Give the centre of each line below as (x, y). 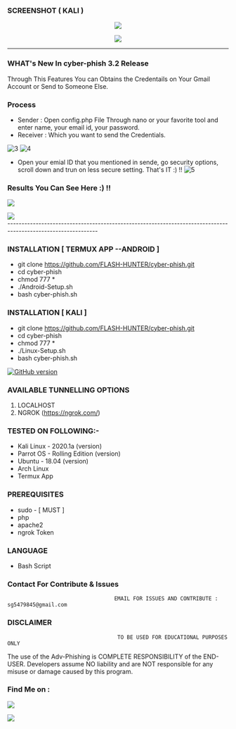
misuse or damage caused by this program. (70, 671)
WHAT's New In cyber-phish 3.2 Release (78, 63)
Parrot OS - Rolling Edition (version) (69, 454)
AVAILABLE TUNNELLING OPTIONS (68, 390)
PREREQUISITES (36, 494)
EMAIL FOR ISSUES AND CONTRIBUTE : (166, 599)
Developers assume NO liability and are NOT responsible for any (120, 663)
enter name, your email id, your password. (79, 127)
